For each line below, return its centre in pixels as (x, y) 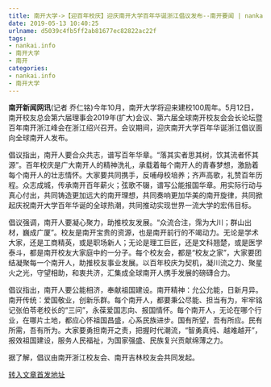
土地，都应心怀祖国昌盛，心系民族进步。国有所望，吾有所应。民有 (153, 320)
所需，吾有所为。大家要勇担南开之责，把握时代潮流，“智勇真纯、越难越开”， (135, 330)
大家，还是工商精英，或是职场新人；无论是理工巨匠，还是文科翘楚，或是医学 (135, 242)
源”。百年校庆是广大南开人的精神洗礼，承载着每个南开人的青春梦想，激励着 (134, 164)
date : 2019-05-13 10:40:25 (54, 23)
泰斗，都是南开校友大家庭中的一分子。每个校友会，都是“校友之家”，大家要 (132, 252)
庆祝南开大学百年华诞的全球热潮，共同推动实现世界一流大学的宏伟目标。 (135, 205)
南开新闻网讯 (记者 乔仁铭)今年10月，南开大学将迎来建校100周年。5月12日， (133, 107)
